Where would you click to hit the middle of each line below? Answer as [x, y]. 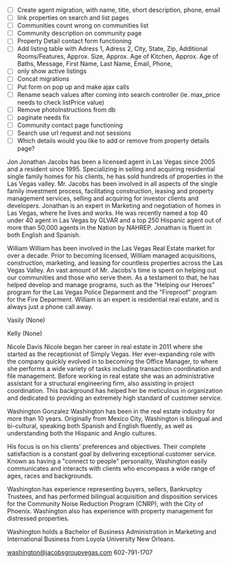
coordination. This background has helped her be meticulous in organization [115, 390]
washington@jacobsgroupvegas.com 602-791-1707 [80, 552]
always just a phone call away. [50, 306]
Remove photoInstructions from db [66, 109]
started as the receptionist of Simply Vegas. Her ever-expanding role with [111, 354]
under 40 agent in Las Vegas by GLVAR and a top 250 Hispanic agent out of [114, 220]
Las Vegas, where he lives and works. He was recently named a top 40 [107, 213]
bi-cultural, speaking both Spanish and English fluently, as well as [100, 425]
